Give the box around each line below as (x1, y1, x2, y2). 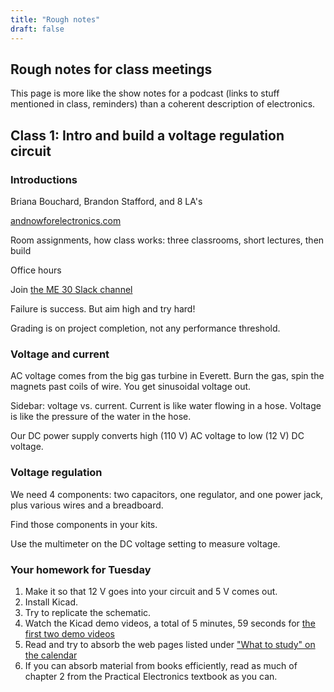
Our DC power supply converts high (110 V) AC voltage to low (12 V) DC (10, 430, 305, 442)
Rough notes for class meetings (10, 61, 213, 78)
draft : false (10, 24, 65, 34)
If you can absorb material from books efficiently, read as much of (24, 659, 298, 671)
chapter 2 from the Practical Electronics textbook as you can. (24, 670, 278, 682)
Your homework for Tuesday (10, 562, 152, 576)
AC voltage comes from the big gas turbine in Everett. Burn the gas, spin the (10, 370, 325, 382)
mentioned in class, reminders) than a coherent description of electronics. (10, 98, 316, 110)
